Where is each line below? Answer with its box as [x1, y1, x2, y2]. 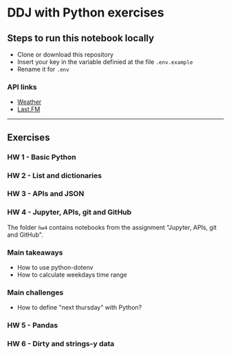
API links [7, 82, 37, 92]
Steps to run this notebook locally [7, 32, 155, 44]
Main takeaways [7, 248, 63, 257]
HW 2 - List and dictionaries [7, 171, 102, 180]
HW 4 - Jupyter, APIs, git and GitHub [7, 208, 132, 217]
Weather [16, 98, 42, 106]
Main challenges [7, 288, 64, 297]
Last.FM [16, 105, 41, 114]
